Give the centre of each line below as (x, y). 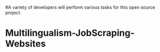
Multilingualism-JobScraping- (70, 33)
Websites (26, 44)
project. (13, 13)
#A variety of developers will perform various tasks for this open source (80, 7)
